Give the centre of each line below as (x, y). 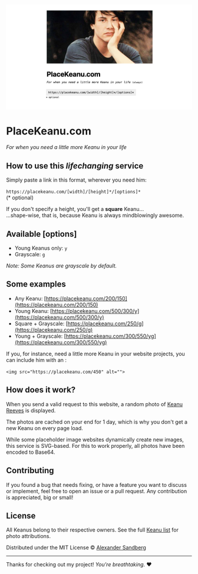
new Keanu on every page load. (45, 428)
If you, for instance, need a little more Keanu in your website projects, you (96, 354)
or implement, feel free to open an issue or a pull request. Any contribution (97, 491)
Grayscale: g (30, 255)
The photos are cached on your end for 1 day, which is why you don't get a (97, 422)
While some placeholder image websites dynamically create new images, (95, 439)
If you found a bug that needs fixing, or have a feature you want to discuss (97, 484)
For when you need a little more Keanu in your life (66, 147)
